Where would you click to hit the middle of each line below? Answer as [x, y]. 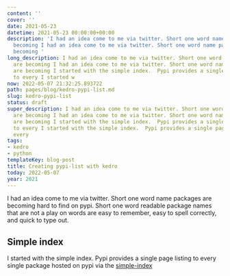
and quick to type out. [38, 221]
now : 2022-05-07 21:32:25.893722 [55, 84]
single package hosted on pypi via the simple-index [80, 266]
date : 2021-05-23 [32, 26]
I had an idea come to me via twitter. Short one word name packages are [110, 199]
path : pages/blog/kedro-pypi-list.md [61, 90]
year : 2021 [23, 179]
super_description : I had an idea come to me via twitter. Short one [108, 109]
